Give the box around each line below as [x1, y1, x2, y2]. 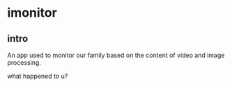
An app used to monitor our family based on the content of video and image [7, 51, 225, 59]
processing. [7, 58, 42, 67]
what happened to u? [7, 72, 68, 80]
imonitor [7, 5, 57, 21]
